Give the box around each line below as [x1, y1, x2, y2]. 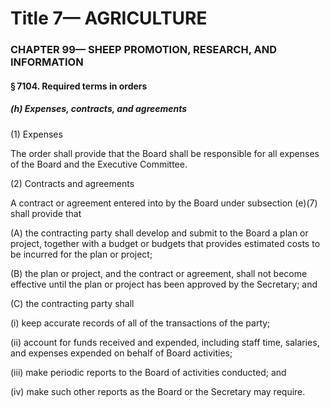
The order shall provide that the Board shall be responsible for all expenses [10, 147, 320, 159]
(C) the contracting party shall [10, 297, 135, 309]
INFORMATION [10, 55, 84, 69]
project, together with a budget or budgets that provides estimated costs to [10, 237, 321, 249]
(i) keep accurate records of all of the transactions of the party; [10, 317, 271, 329]
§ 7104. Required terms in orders [10, 80, 148, 92]
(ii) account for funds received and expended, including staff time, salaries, [10, 336, 320, 348]
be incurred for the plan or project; [10, 248, 153, 260]
